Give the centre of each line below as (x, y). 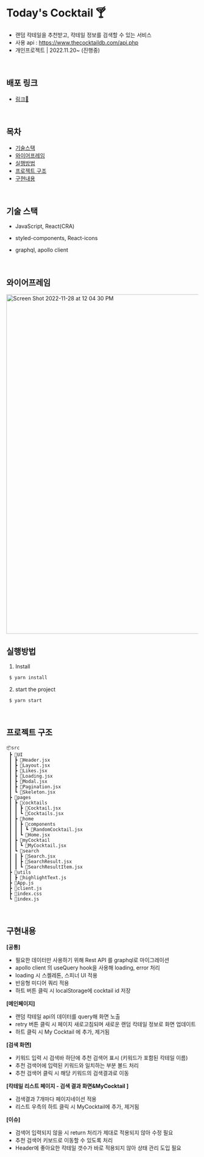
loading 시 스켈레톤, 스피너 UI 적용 (56, 975)
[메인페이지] (21, 1003)
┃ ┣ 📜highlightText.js (38, 878)
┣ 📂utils (20, 872)
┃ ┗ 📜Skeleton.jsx (32, 792)
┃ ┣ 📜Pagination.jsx (35, 787)
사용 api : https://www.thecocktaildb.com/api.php (77, 42)
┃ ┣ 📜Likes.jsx (28, 771)
